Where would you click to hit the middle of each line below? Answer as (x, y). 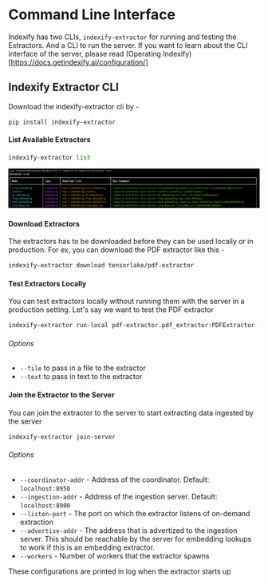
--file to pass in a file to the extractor (83, 368)
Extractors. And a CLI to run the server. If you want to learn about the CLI (128, 45)
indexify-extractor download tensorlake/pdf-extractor (101, 266)
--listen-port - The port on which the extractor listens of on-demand (135, 513)
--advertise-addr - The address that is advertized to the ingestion (128, 530)
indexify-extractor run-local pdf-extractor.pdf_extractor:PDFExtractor (132, 326)
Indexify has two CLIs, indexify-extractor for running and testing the (122, 37)
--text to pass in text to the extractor (81, 377)
